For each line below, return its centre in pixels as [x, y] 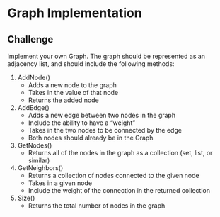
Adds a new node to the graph [72, 85]
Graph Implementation [75, 13]
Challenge [30, 39]
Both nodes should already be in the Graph [91, 138]
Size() [26, 198]
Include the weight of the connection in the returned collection [119, 190]
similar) [39, 160]
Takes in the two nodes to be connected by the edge [105, 130]
